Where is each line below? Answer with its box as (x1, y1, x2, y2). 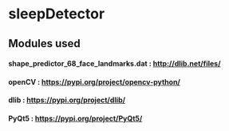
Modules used (8, 37, 81, 50)
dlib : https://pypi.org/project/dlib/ (8, 95, 126, 105)
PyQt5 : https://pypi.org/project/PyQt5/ (8, 113, 143, 123)
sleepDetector (8, 5, 105, 23)
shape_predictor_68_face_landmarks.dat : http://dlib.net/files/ (8, 59, 221, 69)
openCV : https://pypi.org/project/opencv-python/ (8, 77, 181, 86)
